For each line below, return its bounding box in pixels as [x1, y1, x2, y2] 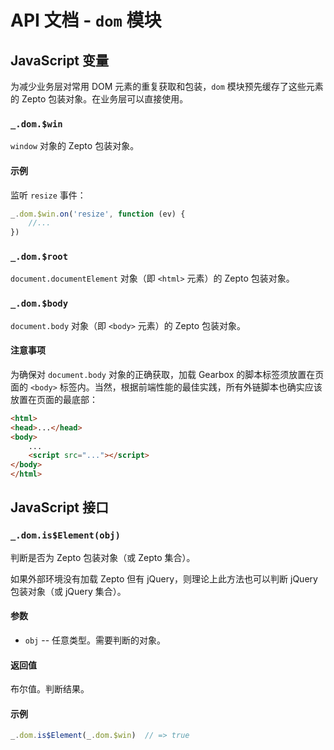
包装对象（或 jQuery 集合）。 [10, 585, 127, 597]
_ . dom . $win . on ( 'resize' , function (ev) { [10, 209, 186, 219]
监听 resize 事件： [10, 189, 87, 201]
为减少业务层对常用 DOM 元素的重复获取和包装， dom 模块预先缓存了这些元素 [10, 81, 324, 92]
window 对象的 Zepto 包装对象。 [10, 140, 140, 152]
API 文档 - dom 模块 [10, 9, 162, 32]
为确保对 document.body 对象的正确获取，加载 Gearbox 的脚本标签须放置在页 [10, 368, 325, 380]
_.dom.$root [10, 251, 69, 263]
